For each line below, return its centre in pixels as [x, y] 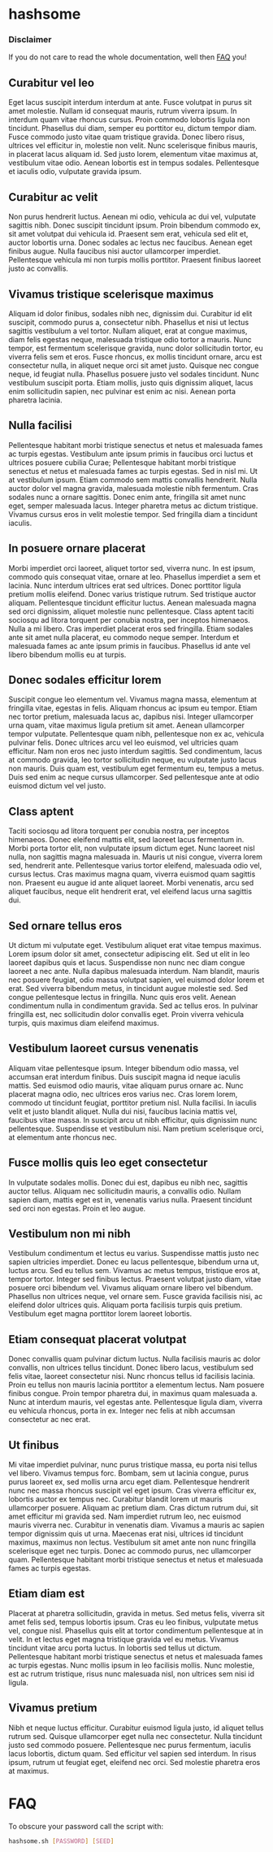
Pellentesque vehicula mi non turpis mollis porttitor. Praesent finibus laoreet [135, 260]
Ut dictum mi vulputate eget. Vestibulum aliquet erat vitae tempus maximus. [135, 945]
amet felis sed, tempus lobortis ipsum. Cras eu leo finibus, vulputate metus [133, 1622]
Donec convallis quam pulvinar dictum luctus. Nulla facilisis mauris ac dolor [135, 1359]
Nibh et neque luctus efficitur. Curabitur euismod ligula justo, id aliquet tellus [136, 1728]
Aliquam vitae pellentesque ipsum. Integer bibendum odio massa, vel [124, 1068]
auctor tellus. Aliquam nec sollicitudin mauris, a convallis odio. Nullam [125, 1191]
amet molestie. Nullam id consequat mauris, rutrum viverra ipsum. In [123, 111]
